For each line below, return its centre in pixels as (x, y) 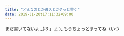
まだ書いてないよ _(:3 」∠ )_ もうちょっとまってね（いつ (62, 28)
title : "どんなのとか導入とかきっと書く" (43, 9)
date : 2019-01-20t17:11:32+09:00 (39, 14)
